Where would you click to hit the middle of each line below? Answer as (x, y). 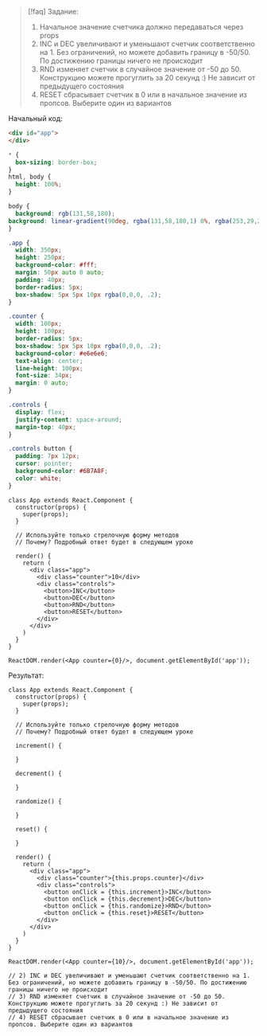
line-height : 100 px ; (49, 368)
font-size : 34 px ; (44, 376)
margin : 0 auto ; (42, 383)
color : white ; (39, 478)
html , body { (30, 177)
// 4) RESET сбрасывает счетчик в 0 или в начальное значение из (118, 1017)
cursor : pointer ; (44, 464)
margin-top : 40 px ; (46, 427)
